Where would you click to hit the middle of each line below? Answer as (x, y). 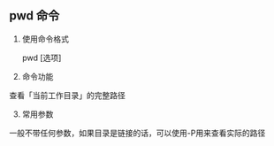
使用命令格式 (45, 39)
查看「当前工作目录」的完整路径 (67, 95)
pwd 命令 (34, 16)
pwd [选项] (42, 58)
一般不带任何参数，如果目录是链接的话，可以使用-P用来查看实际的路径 (137, 133)
